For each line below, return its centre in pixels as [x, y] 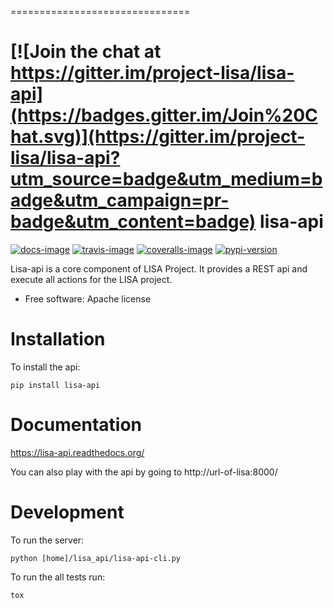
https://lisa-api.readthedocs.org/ [77, 452]
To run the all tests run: [58, 577]
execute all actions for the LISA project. [91, 279]
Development [67, 512]
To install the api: [45, 367]
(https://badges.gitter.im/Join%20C [164, 115]
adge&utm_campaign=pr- [120, 200]
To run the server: [47, 540]
